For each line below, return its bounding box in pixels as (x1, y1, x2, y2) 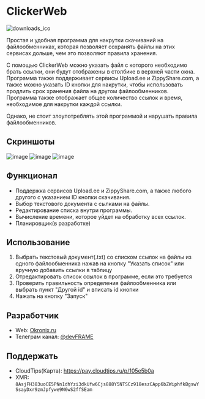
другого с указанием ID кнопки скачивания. (15, 193, 131, 200)
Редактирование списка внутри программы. (15, 207, 133, 214)
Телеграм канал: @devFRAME (15, 333, 94, 341)
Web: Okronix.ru (15, 327, 57, 334)
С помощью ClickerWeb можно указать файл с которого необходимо (6, 61, 188, 69)
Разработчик (6, 310, 59, 321)
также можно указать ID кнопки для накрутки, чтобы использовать (6, 81, 184, 88)
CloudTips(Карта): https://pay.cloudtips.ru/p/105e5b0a (15, 367, 154, 374)
